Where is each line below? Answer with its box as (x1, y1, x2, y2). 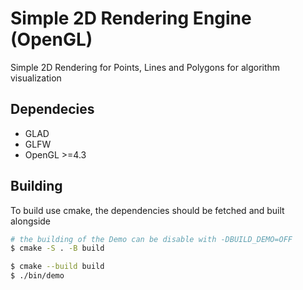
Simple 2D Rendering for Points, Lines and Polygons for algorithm (10, 61, 281, 73)
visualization (10, 72, 62, 84)
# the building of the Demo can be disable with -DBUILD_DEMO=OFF (10, 234, 293, 244)
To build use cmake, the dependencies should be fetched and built (10, 204, 285, 216)
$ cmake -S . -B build (10, 243, 105, 254)
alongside (10, 215, 52, 227)
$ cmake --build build (10, 262, 105, 272)
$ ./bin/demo (10, 271, 65, 281)
